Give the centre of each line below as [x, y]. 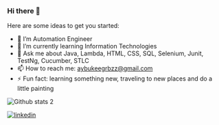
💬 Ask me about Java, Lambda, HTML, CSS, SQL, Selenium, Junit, [110, 53]
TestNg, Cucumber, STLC [53, 61]
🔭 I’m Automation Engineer [55, 39]
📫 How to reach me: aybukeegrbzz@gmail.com [85, 68]
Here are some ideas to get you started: [64, 26]
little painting [35, 89]
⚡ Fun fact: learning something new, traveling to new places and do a [115, 79]
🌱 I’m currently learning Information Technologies [87, 46]
